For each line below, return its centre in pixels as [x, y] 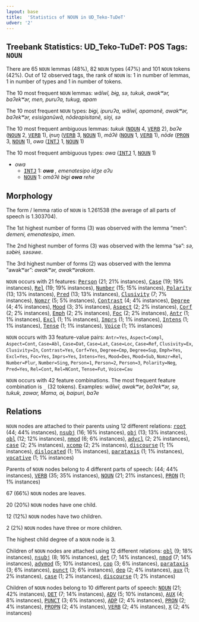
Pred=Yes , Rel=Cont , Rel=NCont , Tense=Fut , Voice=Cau [69, 369]
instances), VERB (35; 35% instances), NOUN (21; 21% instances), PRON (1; [96, 475]
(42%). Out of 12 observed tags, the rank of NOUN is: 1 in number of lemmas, [98, 76]
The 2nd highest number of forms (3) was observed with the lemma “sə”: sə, [100, 246]
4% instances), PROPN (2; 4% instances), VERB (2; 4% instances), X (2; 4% [98, 607]
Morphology [29, 196]
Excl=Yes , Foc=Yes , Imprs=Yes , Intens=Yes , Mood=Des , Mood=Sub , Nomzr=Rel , [94, 356]
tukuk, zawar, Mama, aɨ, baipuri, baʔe [53, 393]
